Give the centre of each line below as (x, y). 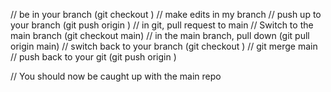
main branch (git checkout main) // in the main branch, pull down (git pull (160, 35)
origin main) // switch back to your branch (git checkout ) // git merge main (164, 46)
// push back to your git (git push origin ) (93, 57)
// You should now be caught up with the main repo (116, 76)
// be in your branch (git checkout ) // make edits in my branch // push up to (166, 14)
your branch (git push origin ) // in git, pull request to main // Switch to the (162, 25)
